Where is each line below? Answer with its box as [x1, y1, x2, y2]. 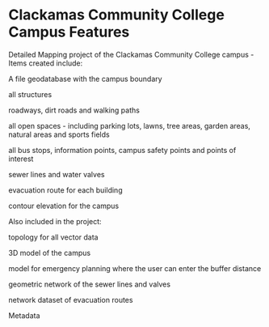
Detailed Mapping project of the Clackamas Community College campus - [8, 49, 254, 59]
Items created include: [8, 58, 83, 68]
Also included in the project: [8, 216, 103, 226]
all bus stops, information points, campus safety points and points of [8, 145, 237, 155]
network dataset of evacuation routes [8, 295, 133, 304]
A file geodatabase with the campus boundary [8, 74, 163, 83]
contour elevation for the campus [8, 201, 120, 210]
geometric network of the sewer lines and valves [8, 279, 171, 289]
